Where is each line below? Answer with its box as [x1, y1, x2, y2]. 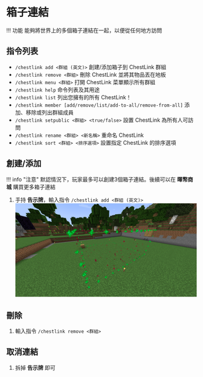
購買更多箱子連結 [13, 183, 56, 191]
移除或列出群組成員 [25, 108, 74, 116]
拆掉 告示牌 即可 [14, 364, 56, 371]
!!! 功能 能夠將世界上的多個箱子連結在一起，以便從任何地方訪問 [6, 27, 162, 34]
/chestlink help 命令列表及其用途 [14, 86, 100, 93]
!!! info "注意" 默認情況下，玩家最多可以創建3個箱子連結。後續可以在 [6, 175, 176, 183]
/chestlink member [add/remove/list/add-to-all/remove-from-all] [14, 102, 183, 108]
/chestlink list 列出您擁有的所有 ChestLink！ [14, 93, 132, 100]
